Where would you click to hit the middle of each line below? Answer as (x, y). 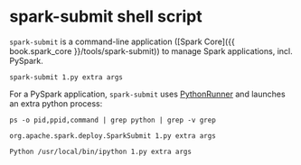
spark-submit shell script (106, 17)
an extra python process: (56, 103)
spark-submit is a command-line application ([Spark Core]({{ (122, 41)
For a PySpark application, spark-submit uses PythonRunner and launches (148, 94)
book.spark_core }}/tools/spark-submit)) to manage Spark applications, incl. (151, 50)
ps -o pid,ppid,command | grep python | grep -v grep (113, 120)
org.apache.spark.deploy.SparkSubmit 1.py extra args (113, 136)
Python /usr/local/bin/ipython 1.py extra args (101, 151)
